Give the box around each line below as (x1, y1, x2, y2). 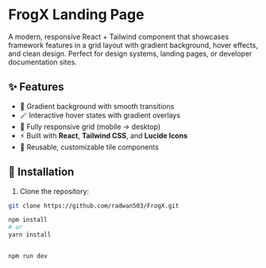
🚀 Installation (8, 165, 75, 179)
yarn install (8, 231, 52, 239)
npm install (8, 216, 48, 224)
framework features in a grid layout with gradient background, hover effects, (8, 40, 258, 49)
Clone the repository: (19, 186, 90, 196)
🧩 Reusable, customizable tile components (19, 142, 159, 152)
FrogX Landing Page (8, 6, 145, 24)
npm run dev (8, 252, 48, 260)
